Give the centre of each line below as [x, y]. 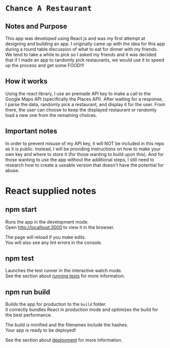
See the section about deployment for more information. [64, 340]
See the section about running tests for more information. [65, 276]
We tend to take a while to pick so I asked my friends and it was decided [81, 55]
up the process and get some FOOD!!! [45, 65]
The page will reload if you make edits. [46, 237]
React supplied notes [51, 191]
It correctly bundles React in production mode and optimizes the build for [82, 310]
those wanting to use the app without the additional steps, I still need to [80, 160]
